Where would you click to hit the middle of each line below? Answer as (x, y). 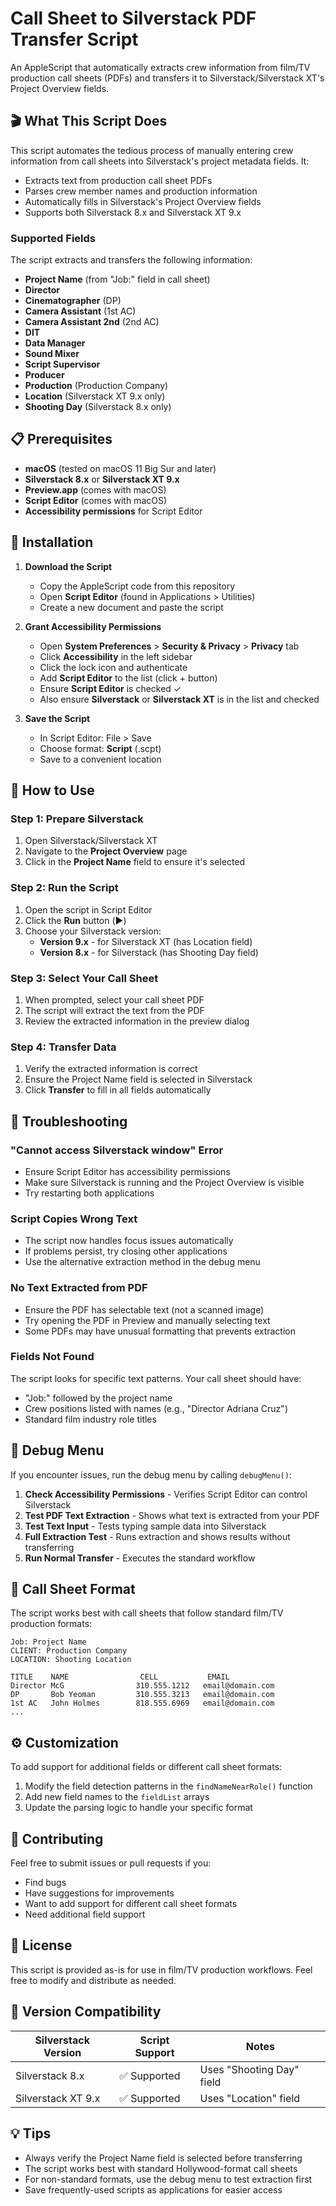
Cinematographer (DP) (73, 301)
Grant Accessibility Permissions (93, 626)
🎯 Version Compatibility (86, 2012)
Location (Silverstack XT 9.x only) (95, 396)
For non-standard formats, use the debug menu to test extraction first (168, 2179)
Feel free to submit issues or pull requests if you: (111, 1863)
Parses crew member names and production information (141, 191)
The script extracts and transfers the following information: (131, 260)
